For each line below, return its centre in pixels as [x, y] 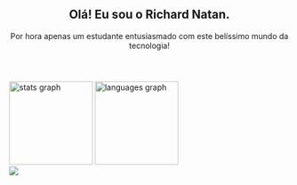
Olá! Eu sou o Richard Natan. [149, 15]
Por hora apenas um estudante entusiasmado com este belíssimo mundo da [149, 36]
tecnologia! [149, 45]
